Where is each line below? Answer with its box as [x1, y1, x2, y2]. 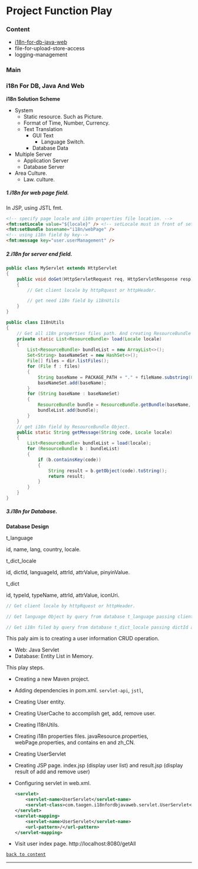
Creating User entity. [14, 698, 65, 705]
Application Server [23, 157, 69, 164]
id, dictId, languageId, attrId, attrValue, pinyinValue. [6, 568, 130, 575]
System [14, 106, 34, 113]
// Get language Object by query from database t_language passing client [6, 613, 194, 620]
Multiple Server [14, 151, 52, 158]
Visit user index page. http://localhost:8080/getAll [14, 840, 136, 847]
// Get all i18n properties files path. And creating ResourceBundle [16, 330, 192, 336]
